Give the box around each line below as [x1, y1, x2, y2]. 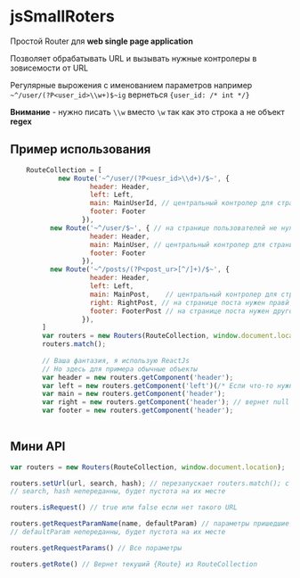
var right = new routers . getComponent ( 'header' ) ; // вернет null [42, 398, 290, 407]
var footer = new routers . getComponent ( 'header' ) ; [42, 406, 234, 416]
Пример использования [10, 142, 151, 157]
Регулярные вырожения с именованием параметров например [10, 79, 253, 90]
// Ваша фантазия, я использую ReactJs [42, 356, 191, 365]
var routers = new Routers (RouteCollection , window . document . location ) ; [10, 462, 286, 472]
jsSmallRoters [10, 6, 115, 27]
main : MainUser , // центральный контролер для [89, 240, 266, 249]
